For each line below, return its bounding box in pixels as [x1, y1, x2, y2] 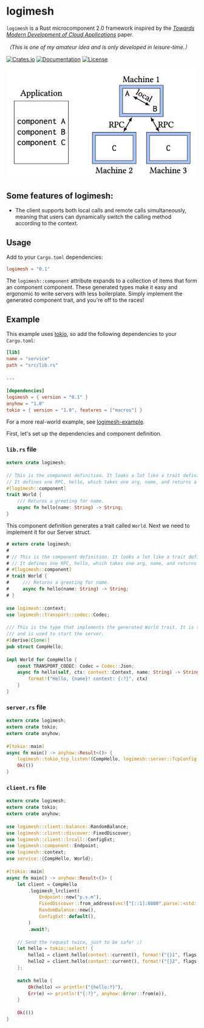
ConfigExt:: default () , [38, 914, 97, 920]
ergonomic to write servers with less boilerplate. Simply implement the [6, 290, 183, 298]
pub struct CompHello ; [6, 643, 64, 649]
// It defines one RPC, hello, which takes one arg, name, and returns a [6, 479, 197, 485]
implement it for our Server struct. [6, 528, 91, 536]
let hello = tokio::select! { [17, 945, 94, 952]
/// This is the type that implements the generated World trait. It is [6, 624, 194, 631]
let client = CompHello [17, 881, 78, 887]
